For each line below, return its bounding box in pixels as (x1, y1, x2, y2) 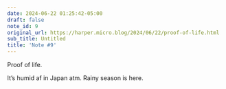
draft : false (7, 16, 45, 23)
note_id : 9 (7, 23, 38, 29)
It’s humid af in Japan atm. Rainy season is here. (7, 74, 144, 82)
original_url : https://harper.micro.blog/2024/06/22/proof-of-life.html (7, 29, 220, 36)
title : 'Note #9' (7, 42, 57, 49)
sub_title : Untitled (7, 36, 67, 42)
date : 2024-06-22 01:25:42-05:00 (7, 10, 103, 17)
